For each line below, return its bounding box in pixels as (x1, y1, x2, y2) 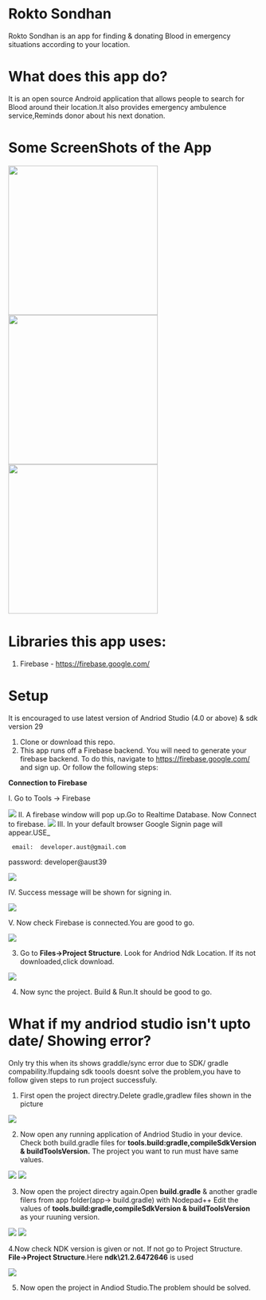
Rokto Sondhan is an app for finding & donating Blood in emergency (8, 31, 231, 41)
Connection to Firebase (8, 777, 88, 787)
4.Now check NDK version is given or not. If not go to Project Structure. (8, 1243, 243, 1253)
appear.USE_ (8, 828, 50, 837)
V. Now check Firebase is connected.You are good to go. (8, 918, 195, 927)
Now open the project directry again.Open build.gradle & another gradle (19, 1186, 257, 1196)
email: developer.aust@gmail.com (11, 843, 127, 851)
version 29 (8, 722, 44, 731)
